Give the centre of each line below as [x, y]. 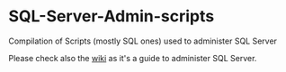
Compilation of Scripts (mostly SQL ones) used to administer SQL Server [143, 41]
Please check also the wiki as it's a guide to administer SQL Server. [133, 58]
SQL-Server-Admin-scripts [112, 16]
